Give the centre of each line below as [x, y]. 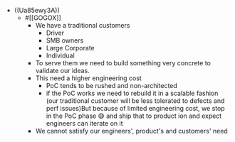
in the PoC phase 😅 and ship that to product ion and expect [134, 116]
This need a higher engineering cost [89, 78]
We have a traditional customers [83, 25]
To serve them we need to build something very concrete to [123, 63]
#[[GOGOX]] [43, 18]
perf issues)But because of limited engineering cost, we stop [136, 108]
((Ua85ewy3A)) [37, 10]
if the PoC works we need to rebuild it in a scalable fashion [132, 93]
